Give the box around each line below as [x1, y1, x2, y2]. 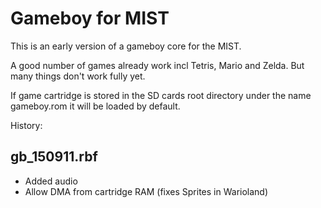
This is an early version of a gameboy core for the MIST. [10, 40, 242, 52]
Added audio [24, 175, 78, 187]
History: [10, 119, 43, 131]
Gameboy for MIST [10, 7, 170, 30]
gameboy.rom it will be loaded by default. [10, 100, 181, 112]
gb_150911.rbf [10, 148, 98, 166]
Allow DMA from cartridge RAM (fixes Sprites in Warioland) [24, 185, 269, 197]
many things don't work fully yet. [10, 70, 146, 82]
